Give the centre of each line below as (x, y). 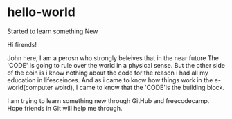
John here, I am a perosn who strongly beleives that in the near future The (113, 58)
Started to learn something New (53, 31)
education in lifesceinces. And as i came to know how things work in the (110, 80)
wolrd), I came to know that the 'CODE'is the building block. (140, 87)
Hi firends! (22, 44)
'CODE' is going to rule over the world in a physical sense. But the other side (116, 65)
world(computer (30, 87)
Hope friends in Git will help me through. (65, 108)
